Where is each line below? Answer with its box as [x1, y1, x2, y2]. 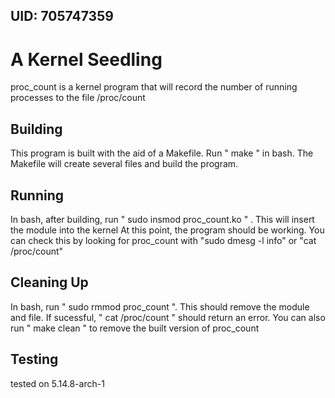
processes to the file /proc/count [10, 92, 146, 104]
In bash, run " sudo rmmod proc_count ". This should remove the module [10, 300, 310, 313]
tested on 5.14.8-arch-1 [10, 377, 105, 389]
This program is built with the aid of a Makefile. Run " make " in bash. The [10, 147, 314, 159]
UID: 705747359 [10, 8, 114, 25]
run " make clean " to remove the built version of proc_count [10, 322, 260, 334]
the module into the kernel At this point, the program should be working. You [10, 224, 325, 236]
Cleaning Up [10, 274, 89, 291]
